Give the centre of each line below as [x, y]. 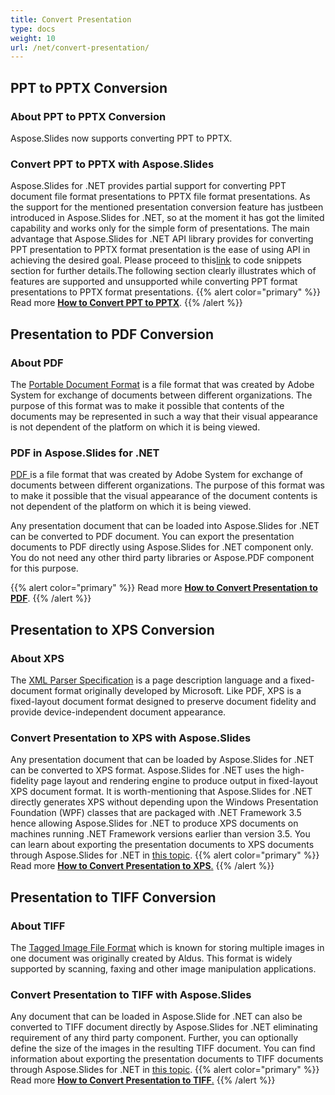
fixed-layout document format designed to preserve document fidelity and [163, 701]
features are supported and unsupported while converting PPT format [154, 282]
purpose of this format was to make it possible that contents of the [147, 405]
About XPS [37, 658]
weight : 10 [33, 38]
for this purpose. [44, 568]
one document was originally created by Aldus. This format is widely [151, 958]
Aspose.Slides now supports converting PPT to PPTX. [121, 138]
